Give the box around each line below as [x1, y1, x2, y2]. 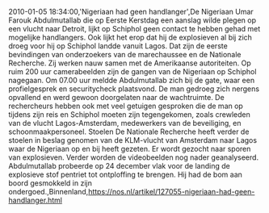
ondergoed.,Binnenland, [8, 187, 89, 196]
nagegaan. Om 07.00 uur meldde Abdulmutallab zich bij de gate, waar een [8, 76, 255, 85]
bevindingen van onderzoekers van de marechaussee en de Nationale [8, 50, 242, 59]
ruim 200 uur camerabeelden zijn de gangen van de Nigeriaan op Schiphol [8, 67, 257, 76]
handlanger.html [8, 195, 63, 205]
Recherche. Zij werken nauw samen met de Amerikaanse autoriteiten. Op [8, 58, 252, 68]
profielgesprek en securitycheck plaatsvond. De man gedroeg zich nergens [8, 84, 260, 94]
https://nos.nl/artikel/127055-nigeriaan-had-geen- [87, 187, 255, 196]
